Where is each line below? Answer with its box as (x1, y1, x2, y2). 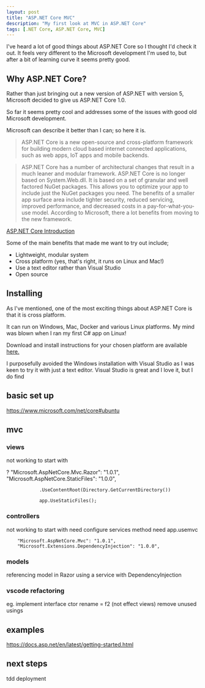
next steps (6, 659, 48, 669)
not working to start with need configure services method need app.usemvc (6, 526, 198, 533)
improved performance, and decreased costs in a (21, 203, 146, 210)
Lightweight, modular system (15, 251, 89, 259)
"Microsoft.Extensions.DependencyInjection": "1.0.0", (17, 543, 160, 549)
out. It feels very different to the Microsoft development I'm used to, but (6, 50, 187, 57)
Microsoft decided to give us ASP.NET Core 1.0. (6, 96, 127, 104)
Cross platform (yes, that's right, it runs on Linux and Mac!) (15, 258, 164, 265)
